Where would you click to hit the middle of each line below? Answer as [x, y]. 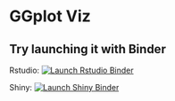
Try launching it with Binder [88, 49]
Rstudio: [25, 70]
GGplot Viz [50, 16]
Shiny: [21, 87]
